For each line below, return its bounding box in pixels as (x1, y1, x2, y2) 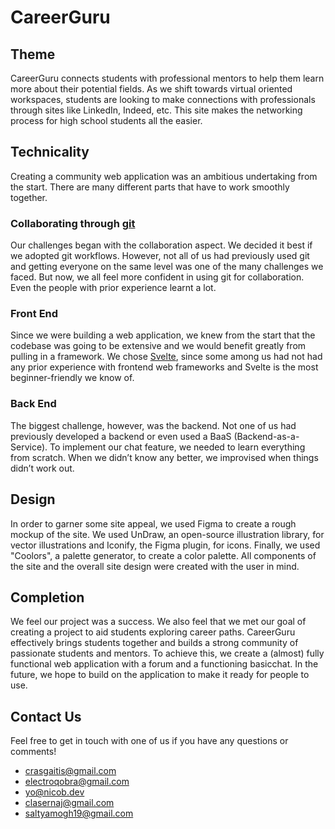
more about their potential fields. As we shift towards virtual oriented (10, 83, 293, 95)
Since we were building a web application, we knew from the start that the (10, 329, 316, 341)
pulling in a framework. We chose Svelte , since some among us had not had (10, 351, 323, 363)
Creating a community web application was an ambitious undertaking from (10, 170, 318, 182)
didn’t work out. (10, 462, 75, 474)
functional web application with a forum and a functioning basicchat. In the (10, 658, 319, 670)
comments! (10, 746, 57, 758)
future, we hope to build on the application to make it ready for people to (10, 669, 310, 681)
